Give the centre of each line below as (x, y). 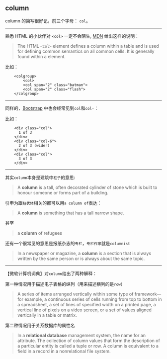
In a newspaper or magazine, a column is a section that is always (84, 253)
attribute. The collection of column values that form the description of (88, 341)
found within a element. (42, 56)
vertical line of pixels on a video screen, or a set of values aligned (84, 310)
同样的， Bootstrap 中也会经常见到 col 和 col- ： (52, 108)
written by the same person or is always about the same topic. (81, 259)
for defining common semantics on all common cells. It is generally (86, 51)
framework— (148, 294)
